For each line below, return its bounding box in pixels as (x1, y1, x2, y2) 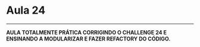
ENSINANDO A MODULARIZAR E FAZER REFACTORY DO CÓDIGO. (6, 35, 171, 42)
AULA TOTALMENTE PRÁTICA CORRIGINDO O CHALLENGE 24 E (6, 29, 167, 36)
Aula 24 (6, 4, 46, 17)
